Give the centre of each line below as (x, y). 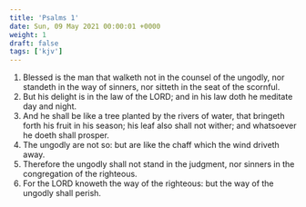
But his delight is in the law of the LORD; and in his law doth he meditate (158, 97)
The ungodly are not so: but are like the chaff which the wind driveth (151, 145)
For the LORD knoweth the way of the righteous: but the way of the (148, 183)
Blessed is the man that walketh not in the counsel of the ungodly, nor (153, 77)
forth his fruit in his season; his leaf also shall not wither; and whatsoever (160, 126)
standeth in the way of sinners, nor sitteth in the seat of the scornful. (151, 87)
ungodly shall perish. (62, 193)
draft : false (34, 43)
